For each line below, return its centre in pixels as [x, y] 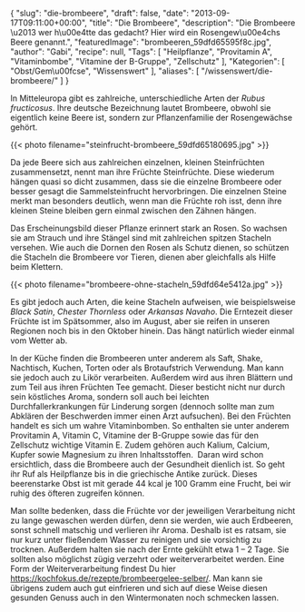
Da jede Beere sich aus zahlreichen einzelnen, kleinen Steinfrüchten [138, 162]
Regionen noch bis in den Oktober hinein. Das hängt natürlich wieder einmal [152, 331]
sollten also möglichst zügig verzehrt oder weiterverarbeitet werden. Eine [148, 559]
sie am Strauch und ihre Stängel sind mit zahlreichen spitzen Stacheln [141, 238]
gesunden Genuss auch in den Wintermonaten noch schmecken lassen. [145, 597]
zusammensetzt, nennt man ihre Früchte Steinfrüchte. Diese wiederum [143, 172]
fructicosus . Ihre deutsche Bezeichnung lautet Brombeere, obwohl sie [141, 108]
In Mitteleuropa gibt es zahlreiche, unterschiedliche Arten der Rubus [138, 98]
